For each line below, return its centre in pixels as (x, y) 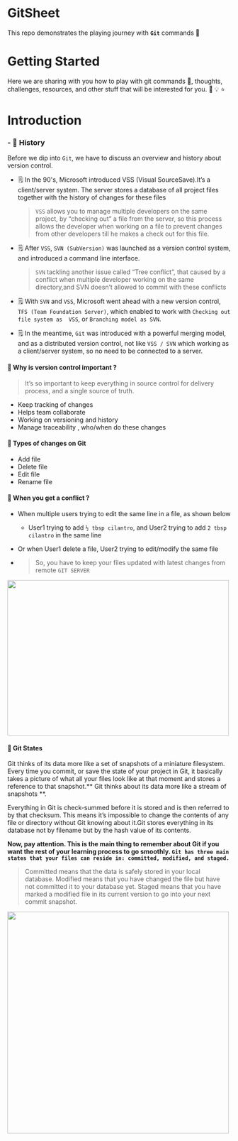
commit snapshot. (51, 902)
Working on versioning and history (68, 420)
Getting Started (54, 61)
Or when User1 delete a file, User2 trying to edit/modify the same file (118, 549)
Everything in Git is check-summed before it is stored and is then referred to (118, 808)
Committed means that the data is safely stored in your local (112, 872)
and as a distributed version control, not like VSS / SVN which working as (123, 344)
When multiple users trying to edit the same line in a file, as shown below (124, 513)
